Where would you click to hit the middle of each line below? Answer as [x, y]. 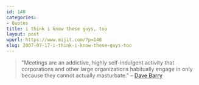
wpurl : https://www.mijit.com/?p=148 [54, 40]
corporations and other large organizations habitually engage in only [107, 69]
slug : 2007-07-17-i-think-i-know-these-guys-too [69, 46]
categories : [21, 17]
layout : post [23, 34]
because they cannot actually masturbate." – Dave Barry [92, 75]
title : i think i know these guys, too [57, 29]
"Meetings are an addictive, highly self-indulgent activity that [98, 62]
